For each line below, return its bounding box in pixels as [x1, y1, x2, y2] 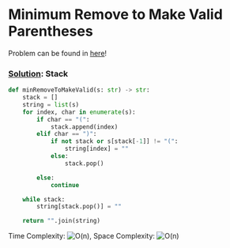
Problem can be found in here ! [8, 48, 107, 58]
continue [50, 181, 80, 189]
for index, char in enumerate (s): [22, 108, 136, 116]
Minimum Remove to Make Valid [8, 6, 223, 24]
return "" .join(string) [22, 217, 101, 225]
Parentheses [8, 22, 93, 40]
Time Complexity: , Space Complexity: [8, 231, 156, 241]
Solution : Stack [8, 68, 69, 79]
